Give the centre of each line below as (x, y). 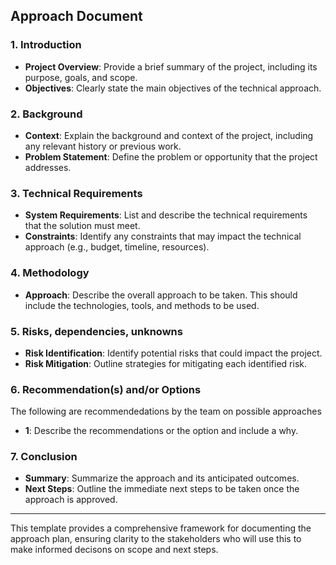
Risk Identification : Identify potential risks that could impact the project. (173, 353)
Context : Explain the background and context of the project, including (169, 135)
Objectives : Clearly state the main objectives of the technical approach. (173, 88)
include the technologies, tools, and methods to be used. (142, 305)
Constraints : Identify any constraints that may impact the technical (163, 236)
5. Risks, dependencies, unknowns (96, 331)
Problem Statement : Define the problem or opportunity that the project (171, 156)
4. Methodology (50, 273)
